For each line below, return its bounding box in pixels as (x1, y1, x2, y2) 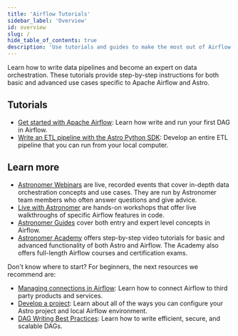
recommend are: (7, 270, 56, 278)
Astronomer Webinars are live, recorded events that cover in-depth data (17, 180, 229, 189)
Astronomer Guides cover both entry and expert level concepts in (17, 218, 210, 227)
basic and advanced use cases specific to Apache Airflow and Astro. (7, 78, 210, 86)
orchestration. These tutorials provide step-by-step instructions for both (7, 71, 219, 79)
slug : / (7, 30, 31, 38)
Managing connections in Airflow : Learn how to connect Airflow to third (17, 283, 228, 292)
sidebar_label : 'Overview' (7, 17, 88, 24)
